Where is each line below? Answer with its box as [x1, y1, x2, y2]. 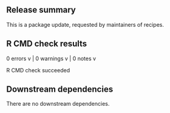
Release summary [6, 5, 76, 15]
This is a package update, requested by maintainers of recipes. [6, 21, 165, 28]
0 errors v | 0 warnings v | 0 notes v [6, 55, 96, 62]
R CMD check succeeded [6, 66, 70, 74]
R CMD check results [6, 39, 87, 49]
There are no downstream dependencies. [6, 100, 110, 108]
